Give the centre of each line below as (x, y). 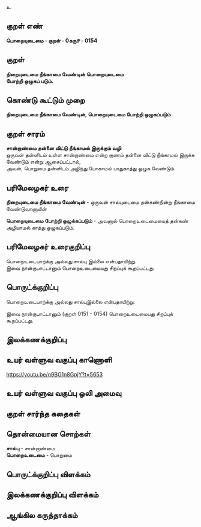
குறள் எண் (25, 26)
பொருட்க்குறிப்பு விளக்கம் (48, 474)
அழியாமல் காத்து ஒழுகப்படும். (40, 228)
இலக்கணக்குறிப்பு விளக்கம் (52, 495)
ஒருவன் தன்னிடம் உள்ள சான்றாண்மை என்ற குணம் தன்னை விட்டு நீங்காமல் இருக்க (100, 155)
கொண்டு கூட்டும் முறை (46, 100)
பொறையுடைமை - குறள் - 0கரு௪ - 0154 (52, 40)
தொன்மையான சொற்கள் (49, 434)
